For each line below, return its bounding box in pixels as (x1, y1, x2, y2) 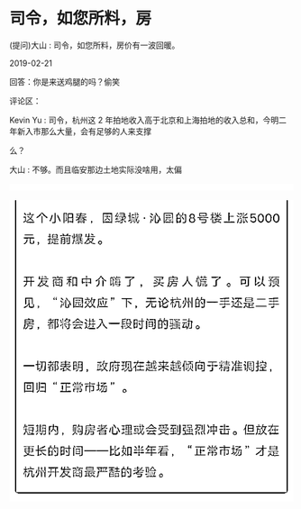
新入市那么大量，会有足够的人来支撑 (16, 125, 151, 136)
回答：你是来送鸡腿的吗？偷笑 (9, 76, 120, 86)
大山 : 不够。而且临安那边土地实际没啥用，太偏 (9, 164, 182, 175)
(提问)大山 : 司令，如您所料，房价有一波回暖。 (9, 40, 180, 50)
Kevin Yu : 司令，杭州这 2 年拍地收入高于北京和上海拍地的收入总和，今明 (9, 114, 279, 125)
